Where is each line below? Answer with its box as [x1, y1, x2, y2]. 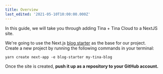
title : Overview [5, 7, 38, 12]
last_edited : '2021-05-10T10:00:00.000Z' [5, 12, 91, 17]
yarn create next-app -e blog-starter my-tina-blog [5, 54, 112, 59]
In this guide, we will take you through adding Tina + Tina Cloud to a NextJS [5, 25, 158, 31]
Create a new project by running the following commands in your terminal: [5, 45, 154, 51]
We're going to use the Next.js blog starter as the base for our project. [5, 40, 146, 46]
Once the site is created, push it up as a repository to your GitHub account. [5, 63, 159, 69]
